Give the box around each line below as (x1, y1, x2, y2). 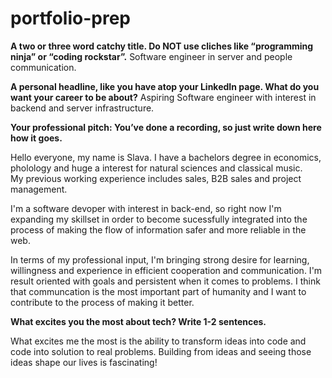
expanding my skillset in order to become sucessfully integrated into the (10, 213, 308, 225)
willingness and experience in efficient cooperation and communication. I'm (10, 264, 323, 276)
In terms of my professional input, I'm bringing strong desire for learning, (10, 253, 310, 266)
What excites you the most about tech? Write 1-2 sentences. (10, 315, 267, 327)
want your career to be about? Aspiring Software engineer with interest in (10, 91, 317, 103)
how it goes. (10, 132, 63, 144)
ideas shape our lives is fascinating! (10, 356, 158, 368)
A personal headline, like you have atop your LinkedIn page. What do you (10, 80, 320, 92)
